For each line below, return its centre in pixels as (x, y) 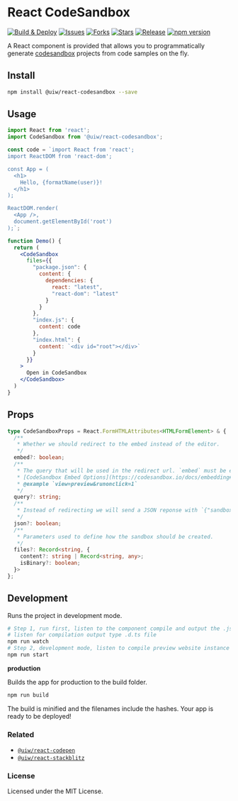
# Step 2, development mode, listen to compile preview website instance (119, 648)
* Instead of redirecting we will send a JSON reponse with (107, 510)
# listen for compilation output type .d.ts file (82, 635)
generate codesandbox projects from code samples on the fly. (98, 53)
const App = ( (28, 169)
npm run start (28, 655)
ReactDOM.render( (33, 209)
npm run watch (28, 642)
